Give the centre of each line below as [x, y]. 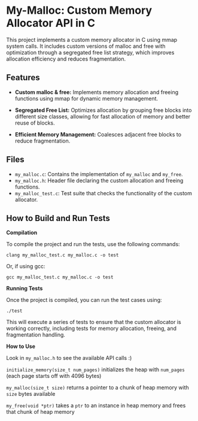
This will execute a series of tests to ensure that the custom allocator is [94, 322]
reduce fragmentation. [42, 141]
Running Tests [25, 289]
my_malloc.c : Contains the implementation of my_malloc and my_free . [99, 174]
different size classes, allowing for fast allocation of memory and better [103, 116]
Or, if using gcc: [26, 266]
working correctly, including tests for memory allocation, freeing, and [92, 328]
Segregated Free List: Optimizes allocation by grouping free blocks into [103, 110]
